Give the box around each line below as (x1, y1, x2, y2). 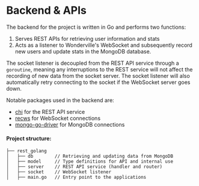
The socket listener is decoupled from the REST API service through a (6, 59, 179, 67)
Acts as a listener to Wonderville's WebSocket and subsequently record (14, 41, 192, 49)
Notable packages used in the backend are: (6, 97, 114, 104)
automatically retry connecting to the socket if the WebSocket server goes (6, 79, 191, 86)
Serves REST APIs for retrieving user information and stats (14, 35, 160, 42)
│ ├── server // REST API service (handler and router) (6, 164, 163, 170)
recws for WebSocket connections (14, 115, 101, 122)
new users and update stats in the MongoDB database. (14, 47, 152, 55)
